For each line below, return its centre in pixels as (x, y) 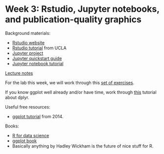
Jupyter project (28, 53)
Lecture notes (19, 73)
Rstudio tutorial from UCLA (39, 48)
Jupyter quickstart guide (37, 58)
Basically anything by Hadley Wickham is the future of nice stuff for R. (83, 146)
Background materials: (28, 33)
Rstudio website (28, 42)
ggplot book (24, 141)
